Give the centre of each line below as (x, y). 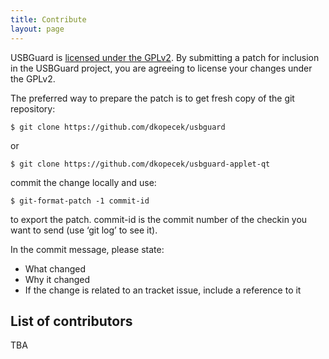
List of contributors (71, 321)
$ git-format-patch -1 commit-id (80, 201)
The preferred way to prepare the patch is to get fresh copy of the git (152, 98)
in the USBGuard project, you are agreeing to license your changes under (161, 68)
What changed (55, 268)
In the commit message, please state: (87, 249)
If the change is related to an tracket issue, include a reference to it (163, 290)
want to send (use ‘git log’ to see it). (84, 230)
